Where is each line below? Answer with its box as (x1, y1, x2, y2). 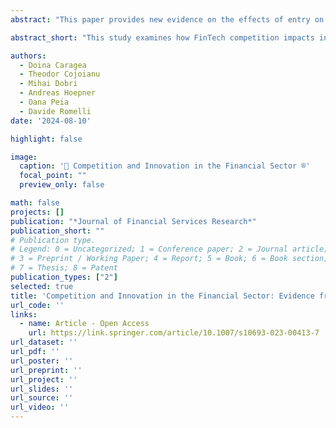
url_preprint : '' (10, 365, 83, 375)
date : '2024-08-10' (10, 116, 92, 126)
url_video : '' (10, 402, 70, 413)
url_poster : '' (10, 356, 74, 366)
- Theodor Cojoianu (19, 69, 101, 80)
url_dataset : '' (10, 337, 78, 348)
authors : (10, 51, 47, 61)
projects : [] (10, 207, 65, 217)
